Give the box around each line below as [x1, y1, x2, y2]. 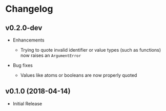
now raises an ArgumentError [20, 52, 81, 58]
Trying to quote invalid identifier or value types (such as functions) [20, 47, 161, 53]
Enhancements [12, 37, 45, 43]
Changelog [5, 3, 53, 15]
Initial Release [12, 100, 43, 106]
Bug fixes [12, 62, 33, 68]
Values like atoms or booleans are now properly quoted [20, 72, 137, 78]
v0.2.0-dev [5, 24, 43, 32]
